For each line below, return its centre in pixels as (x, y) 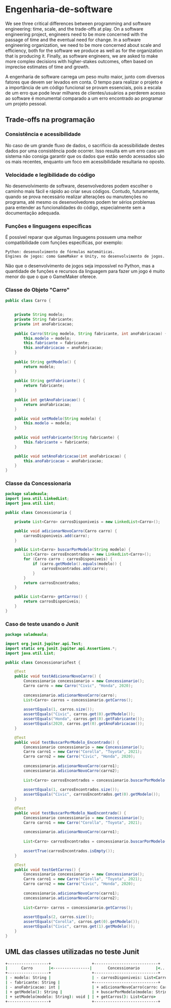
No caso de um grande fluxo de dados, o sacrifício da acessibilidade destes (85, 145)
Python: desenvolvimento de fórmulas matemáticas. (60, 252)
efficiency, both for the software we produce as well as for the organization (84, 50)
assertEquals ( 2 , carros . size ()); (59, 917)
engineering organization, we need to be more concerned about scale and (83, 45)
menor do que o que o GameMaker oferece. (51, 277)
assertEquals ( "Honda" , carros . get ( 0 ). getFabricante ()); (84, 719)
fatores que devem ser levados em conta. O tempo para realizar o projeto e (84, 82)
